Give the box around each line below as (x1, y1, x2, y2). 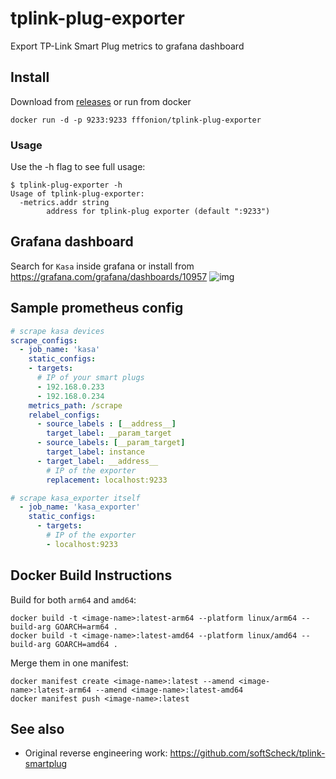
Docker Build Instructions (10, 567, 173, 584)
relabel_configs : (28, 410, 101, 420)
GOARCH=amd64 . (54, 639, 118, 649)
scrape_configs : (10, 335, 78, 346)
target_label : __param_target (46, 428, 172, 439)
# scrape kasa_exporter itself (10, 493, 141, 503)
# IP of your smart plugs (36, 373, 145, 383)
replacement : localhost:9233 (46, 475, 168, 485)
